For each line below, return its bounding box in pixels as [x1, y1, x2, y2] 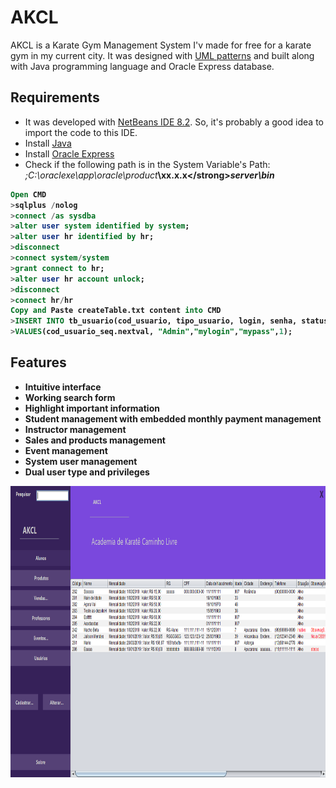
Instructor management [24, 423, 127, 435]
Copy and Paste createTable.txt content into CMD [10, 306, 222, 316]
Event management [24, 444, 108, 456]
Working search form [24, 391, 116, 403]
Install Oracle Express [24, 147, 115, 160]
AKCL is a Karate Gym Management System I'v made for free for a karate [10, 39, 312, 51]
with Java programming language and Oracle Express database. [10, 60, 275, 72]
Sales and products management [24, 434, 166, 446]
